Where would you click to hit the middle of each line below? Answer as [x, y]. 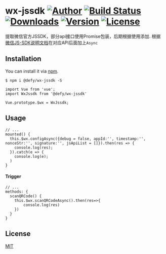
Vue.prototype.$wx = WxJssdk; [37, 102]
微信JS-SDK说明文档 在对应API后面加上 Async [52, 43]
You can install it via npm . [32, 71]
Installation [23, 59]
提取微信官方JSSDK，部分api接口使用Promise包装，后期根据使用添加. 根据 [83, 36]
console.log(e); [32, 156]
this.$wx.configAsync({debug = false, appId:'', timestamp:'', [78, 139]
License [18, 234]
